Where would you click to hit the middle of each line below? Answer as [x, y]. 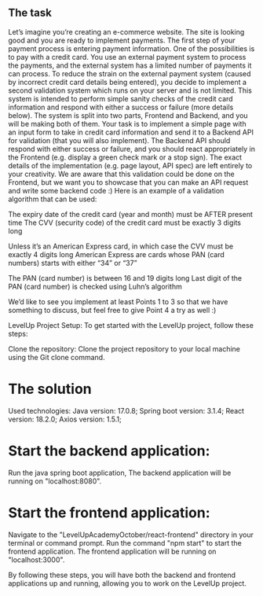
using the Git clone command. [57, 357]
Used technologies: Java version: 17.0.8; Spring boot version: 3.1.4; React [126, 410]
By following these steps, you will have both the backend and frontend [122, 575]
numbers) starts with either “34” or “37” [73, 263]
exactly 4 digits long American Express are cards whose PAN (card [117, 254]
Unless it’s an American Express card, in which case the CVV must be [121, 246]
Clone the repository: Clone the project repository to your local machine [124, 348]
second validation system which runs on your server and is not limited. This [130, 90]
